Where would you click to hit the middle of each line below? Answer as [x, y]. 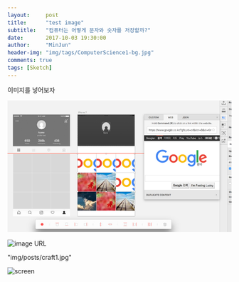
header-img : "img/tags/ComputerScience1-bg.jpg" [81, 53]
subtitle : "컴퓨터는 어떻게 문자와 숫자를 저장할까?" [79, 30]
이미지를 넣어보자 [31, 90]
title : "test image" [46, 22]
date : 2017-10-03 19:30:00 [57, 38]
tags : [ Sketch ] [30, 68]
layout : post [33, 15]
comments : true [30, 61]
